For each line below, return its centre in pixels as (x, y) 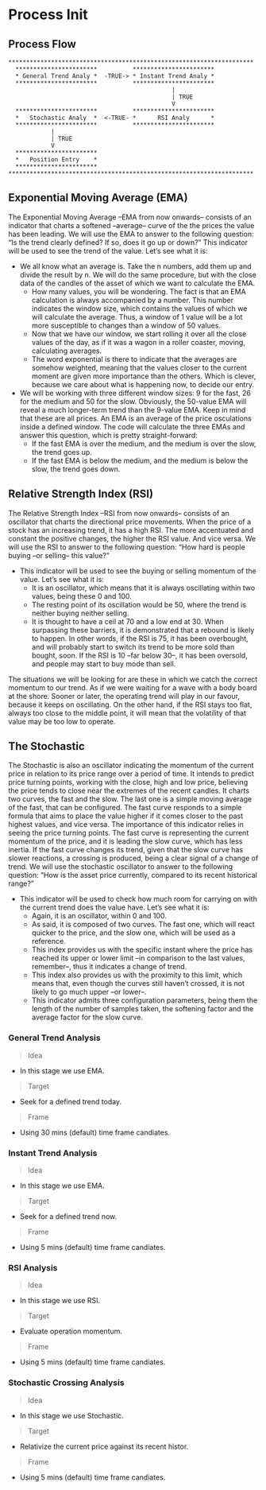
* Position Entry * (56, 160)
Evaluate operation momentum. (71, 1331)
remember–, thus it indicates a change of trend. (109, 967)
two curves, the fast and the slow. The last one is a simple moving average (130, 799)
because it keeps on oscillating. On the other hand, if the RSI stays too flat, (130, 704)
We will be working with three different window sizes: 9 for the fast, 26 (135, 393)
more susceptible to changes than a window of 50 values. (126, 325)
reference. (48, 941)
